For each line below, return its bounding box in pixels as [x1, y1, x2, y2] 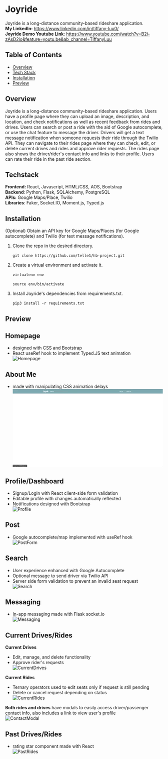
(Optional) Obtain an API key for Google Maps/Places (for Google [5, 228, 139, 234]
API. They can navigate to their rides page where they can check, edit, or [5, 140, 156, 146]
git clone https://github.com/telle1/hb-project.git [12, 253, 125, 258]
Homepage [5, 332, 40, 340]
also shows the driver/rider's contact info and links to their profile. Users [5, 151, 154, 157]
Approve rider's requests [12, 660, 64, 666]
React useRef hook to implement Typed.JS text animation [12, 350, 131, 356]
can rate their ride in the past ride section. [5, 156, 91, 162]
